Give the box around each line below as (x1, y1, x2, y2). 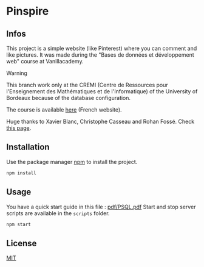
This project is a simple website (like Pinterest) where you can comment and (6, 44, 197, 52)
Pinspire (6, 4, 49, 18)
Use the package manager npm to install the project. (6, 158, 138, 165)
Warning (6, 69, 27, 77)
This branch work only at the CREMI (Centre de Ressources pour (6, 81, 168, 88)
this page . (6, 124, 32, 132)
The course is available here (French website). (6, 106, 123, 113)
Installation (6, 142, 50, 152)
